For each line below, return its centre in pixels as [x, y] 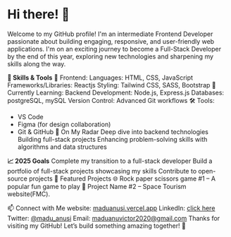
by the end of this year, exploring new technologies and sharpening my [110, 56]
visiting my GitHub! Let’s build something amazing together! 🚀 [97, 226]
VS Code [30, 116]
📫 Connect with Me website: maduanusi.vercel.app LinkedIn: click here [111, 208]
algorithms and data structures [62, 147]
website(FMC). [29, 194]
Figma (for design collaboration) [64, 124]
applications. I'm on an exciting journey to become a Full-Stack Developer [114, 49]
